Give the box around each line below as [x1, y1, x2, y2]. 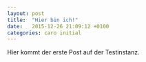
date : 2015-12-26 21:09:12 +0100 [7, 23, 109, 30]
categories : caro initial [7, 29, 81, 37]
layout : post [7, 10, 45, 17]
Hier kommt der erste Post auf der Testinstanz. [7, 48, 140, 56]
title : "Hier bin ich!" [7, 17, 79, 23]
